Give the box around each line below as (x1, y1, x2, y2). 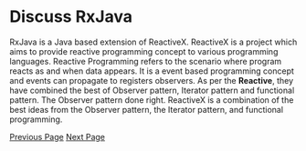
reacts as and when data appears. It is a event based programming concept (9, 65, 295, 76)
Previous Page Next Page (9, 131, 106, 142)
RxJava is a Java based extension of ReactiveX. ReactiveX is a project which (9, 36, 298, 47)
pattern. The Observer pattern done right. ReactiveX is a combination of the (9, 94, 294, 106)
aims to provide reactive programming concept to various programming (9, 45, 279, 56)
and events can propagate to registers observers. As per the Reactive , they (9, 75, 294, 86)
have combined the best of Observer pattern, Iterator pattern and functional (9, 85, 295, 96)
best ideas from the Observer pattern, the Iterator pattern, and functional (9, 104, 284, 115)
